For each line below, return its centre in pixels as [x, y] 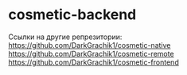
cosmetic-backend [72, 15]
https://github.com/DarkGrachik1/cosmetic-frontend [93, 62]
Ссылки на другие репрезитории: [65, 37]
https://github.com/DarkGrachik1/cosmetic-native [90, 45]
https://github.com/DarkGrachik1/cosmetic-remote [91, 53]
